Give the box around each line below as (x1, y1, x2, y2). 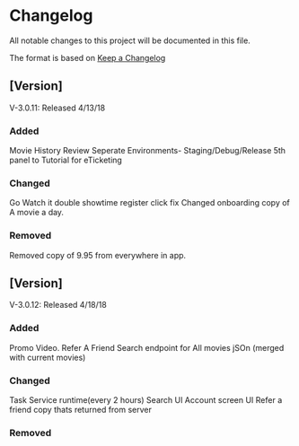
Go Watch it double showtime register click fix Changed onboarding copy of (9, 197, 290, 208)
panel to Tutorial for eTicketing (9, 154, 123, 166)
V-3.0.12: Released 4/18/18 (9, 300, 108, 310)
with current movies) (9, 352, 86, 363)
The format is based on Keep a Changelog (9, 52, 166, 63)
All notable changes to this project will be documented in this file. (9, 35, 251, 46)
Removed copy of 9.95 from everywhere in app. (9, 249, 187, 260)
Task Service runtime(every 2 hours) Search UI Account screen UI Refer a (9, 395, 283, 406)
